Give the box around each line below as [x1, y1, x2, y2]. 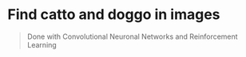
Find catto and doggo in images [7, 6, 220, 24]
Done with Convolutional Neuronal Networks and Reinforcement [26, 32, 238, 41]
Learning [26, 40, 57, 49]
